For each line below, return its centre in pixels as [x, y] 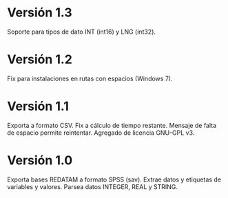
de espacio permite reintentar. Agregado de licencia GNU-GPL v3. [101, 133]
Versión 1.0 [40, 160]
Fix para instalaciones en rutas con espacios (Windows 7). [90, 78]
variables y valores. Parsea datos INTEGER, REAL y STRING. [92, 186]
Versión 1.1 [38, 106]
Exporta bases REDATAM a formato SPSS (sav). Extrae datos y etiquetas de [114, 179]
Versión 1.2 [40, 59]
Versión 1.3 [40, 13]
